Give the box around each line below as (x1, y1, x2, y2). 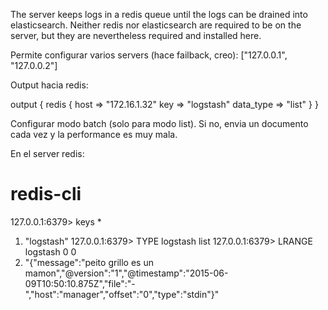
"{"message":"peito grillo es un (24, 256, 154, 268)
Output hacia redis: (10, 79, 89, 91)
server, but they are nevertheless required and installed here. (10, 30, 262, 41)
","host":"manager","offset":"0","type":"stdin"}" (24, 288, 220, 300)
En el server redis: (10, 148, 85, 159)
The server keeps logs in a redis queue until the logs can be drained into (10, 9, 308, 20)
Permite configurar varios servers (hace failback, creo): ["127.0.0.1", (10, 49, 288, 61)
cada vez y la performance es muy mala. (10, 129, 178, 140)
